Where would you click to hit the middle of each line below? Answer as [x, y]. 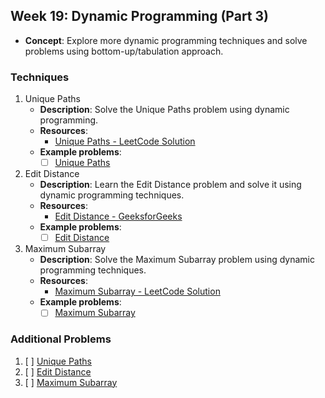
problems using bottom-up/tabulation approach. [124, 51]
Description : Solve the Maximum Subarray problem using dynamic [177, 260]
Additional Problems [61, 339]
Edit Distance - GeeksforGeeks [118, 216]
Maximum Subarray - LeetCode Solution [137, 291]
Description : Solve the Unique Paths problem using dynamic [164, 110]
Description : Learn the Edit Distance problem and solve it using [170, 185]
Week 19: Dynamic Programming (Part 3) [139, 16]
